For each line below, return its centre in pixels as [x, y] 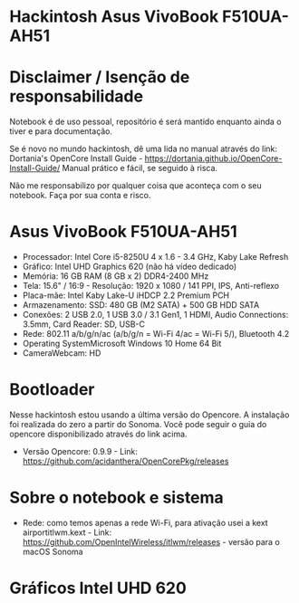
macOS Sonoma [53, 551]
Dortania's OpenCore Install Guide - [76, 158]
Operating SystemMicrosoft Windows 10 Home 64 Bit [122, 344]
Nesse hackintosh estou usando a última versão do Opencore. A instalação [149, 415]
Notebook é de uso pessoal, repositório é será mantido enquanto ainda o [145, 122]
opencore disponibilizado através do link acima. [98, 434]
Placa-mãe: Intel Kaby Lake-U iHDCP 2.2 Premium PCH [126, 295]
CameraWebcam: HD [62, 353]
